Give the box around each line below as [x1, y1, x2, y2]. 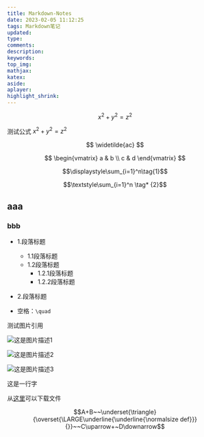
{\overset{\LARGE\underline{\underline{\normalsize [33, 415, 179, 423]
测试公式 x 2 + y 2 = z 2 [7, 126, 67, 136]
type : [7, 36, 23, 42]
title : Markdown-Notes [7, 10, 72, 17]
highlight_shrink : [7, 93, 60, 100]
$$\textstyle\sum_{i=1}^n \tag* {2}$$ [62, 181, 168, 189]
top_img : [7, 61, 32, 68]
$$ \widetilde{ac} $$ [86, 141, 144, 149]
